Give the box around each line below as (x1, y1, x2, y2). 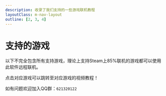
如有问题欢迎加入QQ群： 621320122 (5, 85, 77, 91)
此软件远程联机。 (5, 64, 41, 70)
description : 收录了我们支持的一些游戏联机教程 (5, 7, 95, 13)
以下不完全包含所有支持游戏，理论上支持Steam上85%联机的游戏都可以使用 (5, 58, 161, 64)
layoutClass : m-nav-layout (5, 12, 62, 17)
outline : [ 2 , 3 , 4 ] (5, 17, 47, 22)
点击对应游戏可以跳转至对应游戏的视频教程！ (5, 75, 99, 81)
